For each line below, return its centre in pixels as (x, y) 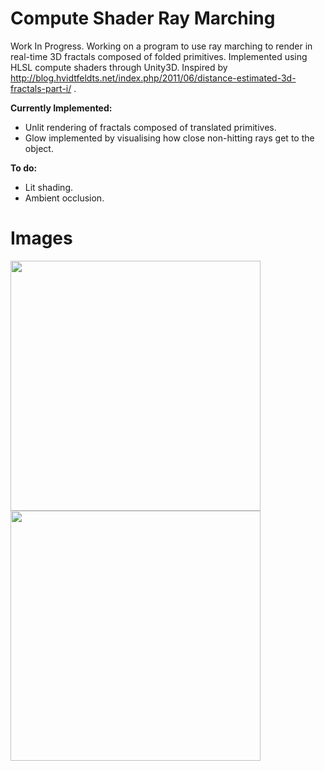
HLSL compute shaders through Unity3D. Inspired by (119, 67)
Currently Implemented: (61, 108)
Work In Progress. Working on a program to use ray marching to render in (161, 46)
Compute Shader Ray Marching (143, 18)
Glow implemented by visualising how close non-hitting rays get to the (169, 138)
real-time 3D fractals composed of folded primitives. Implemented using (159, 56)
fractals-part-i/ (41, 88)
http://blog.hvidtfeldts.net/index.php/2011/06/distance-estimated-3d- (153, 78)
